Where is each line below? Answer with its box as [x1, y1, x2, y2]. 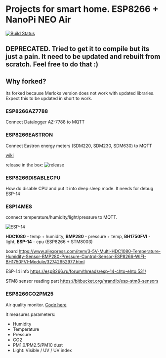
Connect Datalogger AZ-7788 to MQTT [5, 119, 85, 125]
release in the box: [5, 162, 43, 168]
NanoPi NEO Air [5, 14, 71, 25]
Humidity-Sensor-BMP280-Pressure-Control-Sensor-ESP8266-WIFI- [5, 254, 147, 259]
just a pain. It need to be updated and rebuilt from [5, 52, 161, 61]
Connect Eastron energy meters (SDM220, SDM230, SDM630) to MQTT [5, 143, 152, 149]
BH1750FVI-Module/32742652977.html [5, 259, 85, 265]
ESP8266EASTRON [5, 131, 53, 138]
